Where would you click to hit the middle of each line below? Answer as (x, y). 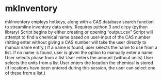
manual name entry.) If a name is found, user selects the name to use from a (81, 47)
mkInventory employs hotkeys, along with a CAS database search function (79, 22)
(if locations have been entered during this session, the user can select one (80, 67)
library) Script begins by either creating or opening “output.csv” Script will (79, 32)
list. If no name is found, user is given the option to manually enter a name (79, 52)
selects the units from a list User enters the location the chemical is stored (79, 63)
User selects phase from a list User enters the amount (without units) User (79, 57)
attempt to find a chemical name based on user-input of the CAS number (78, 37)
